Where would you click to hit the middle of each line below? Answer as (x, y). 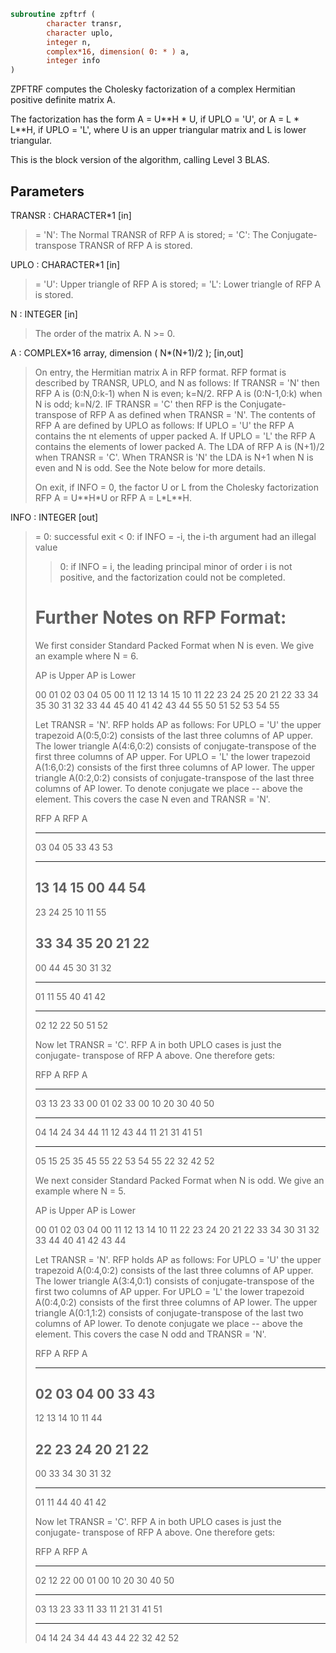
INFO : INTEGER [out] (54, 517)
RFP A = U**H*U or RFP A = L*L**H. (113, 497)
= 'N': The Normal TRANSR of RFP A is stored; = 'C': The (151, 234)
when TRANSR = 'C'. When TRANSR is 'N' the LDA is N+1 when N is (174, 457)
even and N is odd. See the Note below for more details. (150, 467)
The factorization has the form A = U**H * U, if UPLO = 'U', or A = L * (155, 119)
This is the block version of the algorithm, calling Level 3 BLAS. (140, 160)
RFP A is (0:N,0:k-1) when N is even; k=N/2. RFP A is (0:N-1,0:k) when (178, 393)
